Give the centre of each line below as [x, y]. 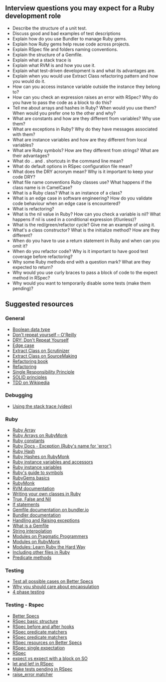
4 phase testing [28, 592]
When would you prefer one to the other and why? [64, 113]
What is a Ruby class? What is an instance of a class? [67, 192]
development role [33, 16]
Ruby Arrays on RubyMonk [40, 435]
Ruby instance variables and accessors [53, 462]
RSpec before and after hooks [43, 626]
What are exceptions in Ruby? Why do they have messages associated [85, 129]
